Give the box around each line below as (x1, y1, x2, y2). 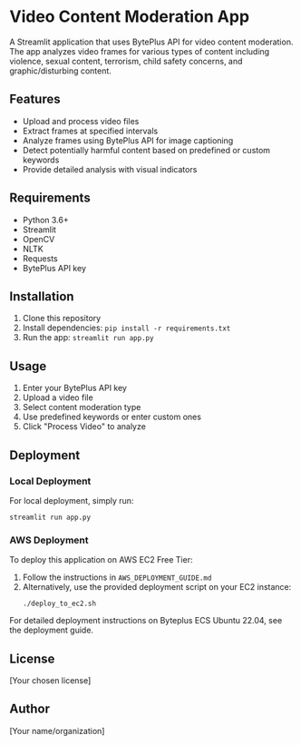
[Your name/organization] (9, 725, 105, 736)
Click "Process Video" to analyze (22, 421, 147, 432)
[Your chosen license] (9, 674, 92, 686)
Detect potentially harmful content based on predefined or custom (22, 144, 270, 155)
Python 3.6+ (22, 214, 70, 225)
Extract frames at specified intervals (22, 125, 159, 136)
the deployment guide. (9, 624, 93, 636)
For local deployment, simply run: (9, 495, 134, 505)
